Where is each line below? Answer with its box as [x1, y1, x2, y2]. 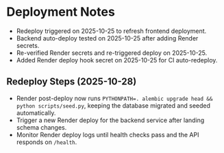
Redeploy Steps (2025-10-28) [6, 76, 137, 88]
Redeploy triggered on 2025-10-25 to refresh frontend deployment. [16, 27, 207, 35]
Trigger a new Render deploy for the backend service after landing [16, 116, 205, 124]
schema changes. [16, 123, 67, 131]
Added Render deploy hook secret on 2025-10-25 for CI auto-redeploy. [16, 56, 218, 64]
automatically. [16, 108, 56, 117]
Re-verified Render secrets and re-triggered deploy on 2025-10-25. [16, 49, 208, 57]
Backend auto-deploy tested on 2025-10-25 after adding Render [16, 34, 199, 42]
